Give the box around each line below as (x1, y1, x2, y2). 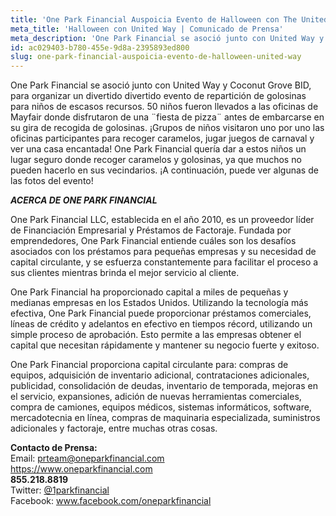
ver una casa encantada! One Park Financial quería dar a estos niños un (10, 143, 307, 155)
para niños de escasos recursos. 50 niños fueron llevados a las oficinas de (10, 101, 319, 113)
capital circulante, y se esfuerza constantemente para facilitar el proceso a (10, 256, 319, 268)
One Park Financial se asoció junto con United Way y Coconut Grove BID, (10, 79, 312, 91)
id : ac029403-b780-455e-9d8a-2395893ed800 (10, 42, 190, 53)
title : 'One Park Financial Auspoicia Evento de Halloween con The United (10, 14, 329, 25)
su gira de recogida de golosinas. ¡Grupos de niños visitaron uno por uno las (10, 122, 325, 134)
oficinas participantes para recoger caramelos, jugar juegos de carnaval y (10, 132, 315, 145)
